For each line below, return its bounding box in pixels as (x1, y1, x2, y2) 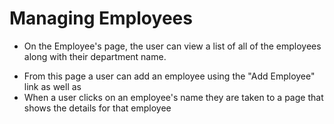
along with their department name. (23, 50, 167, 62)
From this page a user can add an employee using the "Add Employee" (23, 70, 316, 82)
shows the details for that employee (23, 102, 172, 114)
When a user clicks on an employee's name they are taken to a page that (23, 91, 324, 103)
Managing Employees (9, 7, 193, 30)
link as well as (23, 80, 82, 92)
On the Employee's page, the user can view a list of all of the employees (23, 40, 322, 52)
